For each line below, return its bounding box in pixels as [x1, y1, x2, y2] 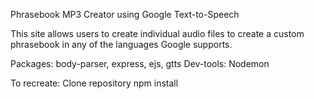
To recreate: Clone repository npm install [10, 77, 179, 89]
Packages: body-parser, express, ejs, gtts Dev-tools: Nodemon [10, 58, 270, 69]
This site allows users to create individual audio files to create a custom [10, 28, 305, 39]
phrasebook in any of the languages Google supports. [10, 39, 233, 50]
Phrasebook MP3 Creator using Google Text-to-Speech [10, 9, 240, 20]
